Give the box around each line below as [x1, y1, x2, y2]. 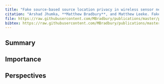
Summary [5, 38, 36, 47]
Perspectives [5, 71, 46, 80]
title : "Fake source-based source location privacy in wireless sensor [5, 7, 154, 12]
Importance [5, 55, 41, 64]
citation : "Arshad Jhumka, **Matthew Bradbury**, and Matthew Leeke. [5, 12, 150, 17]
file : [5, 16, 16, 21]
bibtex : [5, 20, 21, 26]
